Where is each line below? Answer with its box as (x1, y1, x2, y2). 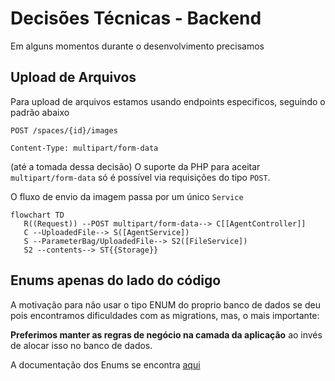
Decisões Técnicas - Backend (10, 7, 262, 30)
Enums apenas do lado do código (10, 272, 222, 289)
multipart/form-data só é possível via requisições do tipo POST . (10, 171, 271, 183)
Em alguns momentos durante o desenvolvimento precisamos (10, 40, 265, 52)
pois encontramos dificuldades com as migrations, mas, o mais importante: (10, 309, 320, 321)
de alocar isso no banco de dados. (10, 339, 153, 351)
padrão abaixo (10, 106, 70, 118)
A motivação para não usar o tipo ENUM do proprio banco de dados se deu (10, 298, 321, 311)
